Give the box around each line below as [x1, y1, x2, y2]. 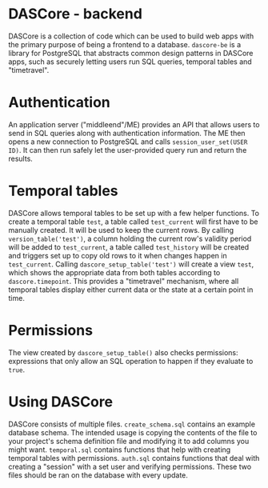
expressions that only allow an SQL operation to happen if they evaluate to [8, 356, 254, 366]
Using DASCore [8, 393, 114, 410]
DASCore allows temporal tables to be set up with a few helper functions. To [8, 208, 260, 218]
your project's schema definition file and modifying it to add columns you [8, 436, 250, 446]
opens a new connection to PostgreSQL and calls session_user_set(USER [8, 137, 248, 146]
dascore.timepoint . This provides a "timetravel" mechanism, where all [8, 276, 239, 286]
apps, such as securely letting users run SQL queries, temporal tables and [8, 57, 252, 66]
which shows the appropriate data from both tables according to [8, 267, 221, 277]
